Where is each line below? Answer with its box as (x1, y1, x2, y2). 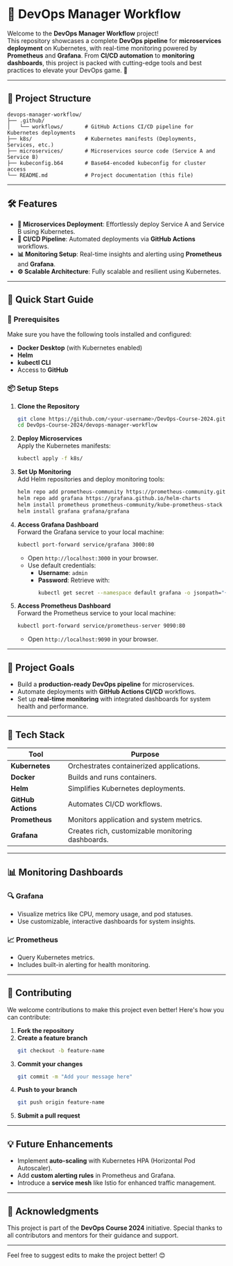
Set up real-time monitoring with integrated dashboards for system (17, 695, 212, 703)
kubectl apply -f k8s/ (17, 455, 83, 462)
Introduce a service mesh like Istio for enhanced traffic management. (17, 1179, 216, 1187)
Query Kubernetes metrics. (17, 953, 95, 961)
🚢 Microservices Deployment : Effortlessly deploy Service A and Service (17, 220, 225, 228)
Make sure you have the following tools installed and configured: (7, 330, 192, 339)
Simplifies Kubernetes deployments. (68, 783, 186, 793)
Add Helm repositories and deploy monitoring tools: (17, 475, 165, 484)
